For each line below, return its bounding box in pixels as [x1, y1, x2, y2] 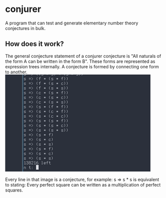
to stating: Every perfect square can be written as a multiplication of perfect [5, 182, 161, 188]
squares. [5, 187, 23, 193]
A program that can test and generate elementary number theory [5, 20, 139, 26]
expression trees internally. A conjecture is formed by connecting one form [5, 63, 160, 69]
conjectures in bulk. [5, 25, 46, 31]
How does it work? [5, 40, 64, 48]
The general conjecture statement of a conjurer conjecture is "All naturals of [5, 53, 162, 59]
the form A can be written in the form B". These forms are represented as [5, 58, 156, 64]
